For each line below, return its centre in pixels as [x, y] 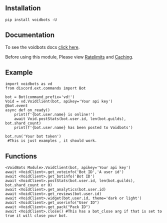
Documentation [30, 35]
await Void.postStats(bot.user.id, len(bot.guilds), [70, 119]
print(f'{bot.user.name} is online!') [54, 114]
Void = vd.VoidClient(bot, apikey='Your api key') [59, 101]
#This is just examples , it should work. [52, 141]
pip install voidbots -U [31, 19]
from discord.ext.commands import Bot [45, 88]
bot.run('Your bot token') [33, 136]
